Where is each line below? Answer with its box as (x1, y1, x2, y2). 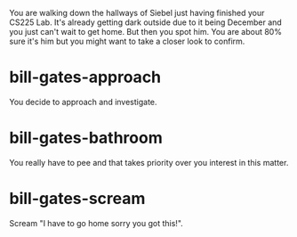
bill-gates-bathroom (9, 128, 163, 148)
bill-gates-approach (9, 67, 162, 87)
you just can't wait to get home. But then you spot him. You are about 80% (9, 27, 283, 37)
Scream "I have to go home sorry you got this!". (9, 217, 184, 228)
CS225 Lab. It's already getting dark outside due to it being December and (9, 17, 282, 28)
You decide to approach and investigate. (9, 96, 157, 107)
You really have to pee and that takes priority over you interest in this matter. (9, 157, 289, 168)
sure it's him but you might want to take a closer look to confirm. (9, 36, 245, 46)
